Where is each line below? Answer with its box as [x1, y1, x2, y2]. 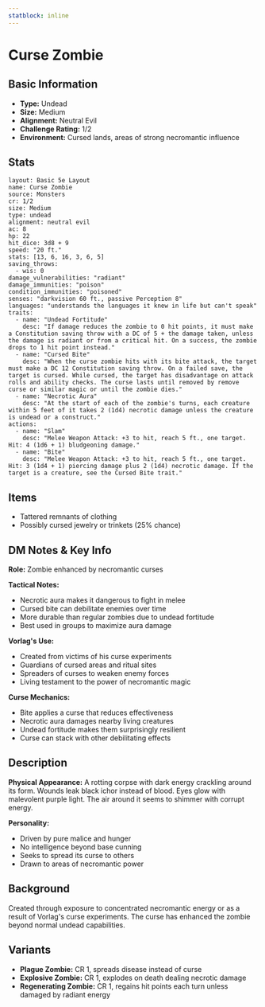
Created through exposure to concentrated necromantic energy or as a [8, 903, 240, 912]
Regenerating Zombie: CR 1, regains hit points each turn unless [19, 981, 229, 991]
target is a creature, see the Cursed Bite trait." [8, 469, 182, 478]
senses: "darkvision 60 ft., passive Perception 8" [8, 295, 182, 303]
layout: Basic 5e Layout [8, 177, 90, 185]
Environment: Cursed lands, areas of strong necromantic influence [19, 132, 240, 142]
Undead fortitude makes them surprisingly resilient [19, 725, 186, 735]
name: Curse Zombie [8, 184, 73, 192]
